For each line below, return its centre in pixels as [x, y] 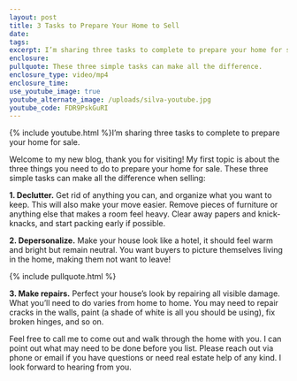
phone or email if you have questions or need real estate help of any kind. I [145, 358]
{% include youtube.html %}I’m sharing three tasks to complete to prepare [145, 133]
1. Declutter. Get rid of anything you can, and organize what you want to [141, 195]
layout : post [33, 17]
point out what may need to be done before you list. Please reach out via [141, 348]
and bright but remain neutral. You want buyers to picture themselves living [146, 250]
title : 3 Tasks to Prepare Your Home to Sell [94, 26]
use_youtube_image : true [55, 91]
